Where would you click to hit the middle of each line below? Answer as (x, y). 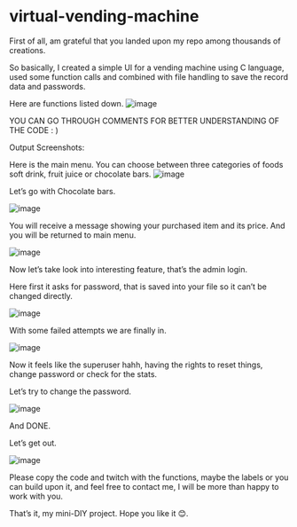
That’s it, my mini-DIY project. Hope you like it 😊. (99, 513)
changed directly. (41, 295)
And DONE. (30, 425)
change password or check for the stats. (83, 374)
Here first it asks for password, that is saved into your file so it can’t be (138, 287)
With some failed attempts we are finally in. (88, 330)
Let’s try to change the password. (70, 391)
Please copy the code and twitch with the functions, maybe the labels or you (149, 477)
